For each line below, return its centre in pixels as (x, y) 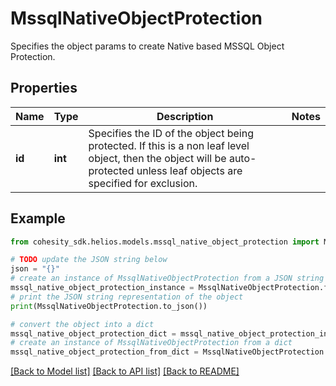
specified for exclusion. (143, 183)
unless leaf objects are (189, 170)
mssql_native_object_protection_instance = (102, 288)
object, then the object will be (157, 158)
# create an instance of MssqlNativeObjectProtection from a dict (151, 343)
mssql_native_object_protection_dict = (93, 333)
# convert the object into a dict (82, 324)
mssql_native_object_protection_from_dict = (104, 352)
